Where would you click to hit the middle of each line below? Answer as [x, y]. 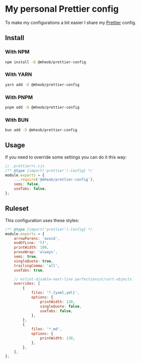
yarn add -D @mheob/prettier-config [42, 85]
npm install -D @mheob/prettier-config [46, 62]
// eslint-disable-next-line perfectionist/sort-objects [73, 279]
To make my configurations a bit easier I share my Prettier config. [71, 23]
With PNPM [19, 97]
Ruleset [17, 209]
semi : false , [27, 184]
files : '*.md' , [47, 329]
